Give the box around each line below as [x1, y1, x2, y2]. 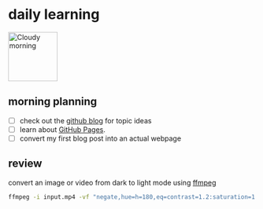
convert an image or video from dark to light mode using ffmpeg [8, 178, 217, 187]
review [8, 157, 43, 170]
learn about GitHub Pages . [19, 124, 106, 134]
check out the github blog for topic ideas [19, 115, 152, 125]
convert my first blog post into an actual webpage [19, 134, 182, 143]
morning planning [8, 95, 98, 108]
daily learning [8, 5, 100, 24]
